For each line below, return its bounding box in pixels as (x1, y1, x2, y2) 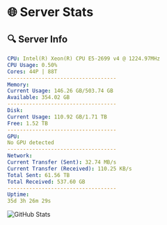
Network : (7, 153, 33, 160)
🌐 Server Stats (7, 4, 94, 20)
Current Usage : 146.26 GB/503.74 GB (7, 88, 113, 95)
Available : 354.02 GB (7, 94, 70, 101)
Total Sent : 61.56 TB (7, 171, 70, 178)
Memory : (7, 81, 30, 88)
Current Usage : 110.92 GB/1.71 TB (7, 113, 108, 121)
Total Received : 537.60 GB (7, 178, 86, 185)
